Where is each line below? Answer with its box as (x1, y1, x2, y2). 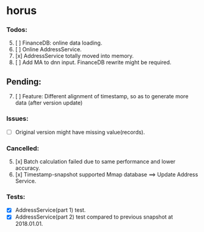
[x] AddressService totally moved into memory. (15, 53, 134, 60)
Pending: (6, 76, 42, 87)
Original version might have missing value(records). (15, 128, 145, 136)
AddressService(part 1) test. (15, 206, 86, 214)
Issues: (6, 114, 29, 123)
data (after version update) (15, 99, 83, 107)
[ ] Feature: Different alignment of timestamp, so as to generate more (15, 93, 189, 100)
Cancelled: (6, 144, 40, 153)
